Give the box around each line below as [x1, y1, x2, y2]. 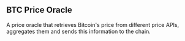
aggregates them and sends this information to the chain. [6, 28, 151, 35]
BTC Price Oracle [6, 5, 72, 15]
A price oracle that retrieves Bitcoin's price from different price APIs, [6, 21, 179, 28]
